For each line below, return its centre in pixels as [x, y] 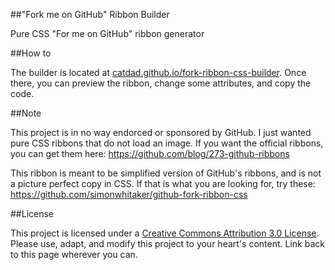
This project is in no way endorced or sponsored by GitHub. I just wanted [161, 132]
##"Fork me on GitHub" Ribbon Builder [90, 14]
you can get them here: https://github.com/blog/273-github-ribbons [150, 153]
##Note [26, 113]
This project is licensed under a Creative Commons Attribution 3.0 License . [165, 233]
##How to [31, 53]
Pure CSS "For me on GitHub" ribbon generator [107, 33]
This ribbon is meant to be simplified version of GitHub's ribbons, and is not [166, 173]
